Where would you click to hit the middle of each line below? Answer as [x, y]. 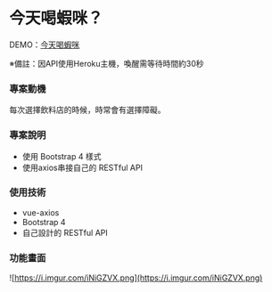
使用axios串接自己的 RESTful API [82, 167]
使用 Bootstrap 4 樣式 [62, 156]
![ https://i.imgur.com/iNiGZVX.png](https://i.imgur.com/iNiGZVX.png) [136, 278]
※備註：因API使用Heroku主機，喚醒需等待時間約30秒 [107, 63]
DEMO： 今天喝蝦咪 [45, 45]
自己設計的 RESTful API [65, 232]
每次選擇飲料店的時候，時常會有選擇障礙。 [87, 110]
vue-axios [41, 212]
